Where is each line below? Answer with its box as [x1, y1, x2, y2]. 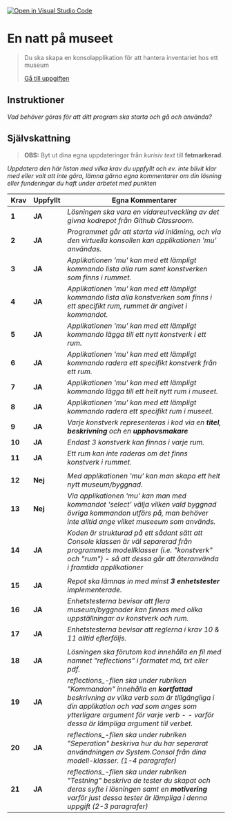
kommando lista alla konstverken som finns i [67, 292, 213, 302]
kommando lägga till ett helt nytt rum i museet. [67, 387, 219, 396]
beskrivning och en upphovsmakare [67, 426, 188, 436]
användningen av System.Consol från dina [67, 747, 206, 756]
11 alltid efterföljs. [67, 633, 126, 643]
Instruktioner [7, 94, 65, 106]
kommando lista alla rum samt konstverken [67, 264, 208, 273]
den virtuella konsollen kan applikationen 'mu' [67, 235, 217, 245]
